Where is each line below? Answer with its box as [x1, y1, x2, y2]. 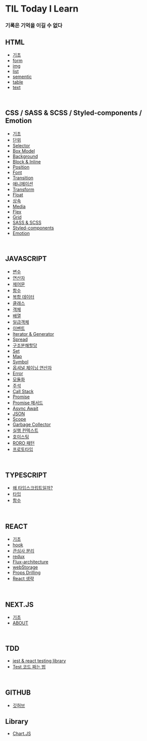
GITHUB [5, 689, 31, 697]
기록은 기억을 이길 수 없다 [5, 22, 63, 29]
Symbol [12, 358, 29, 364]
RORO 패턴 [12, 440, 35, 446]
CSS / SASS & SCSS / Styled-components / [5, 109, 142, 117]
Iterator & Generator [12, 331, 54, 337]
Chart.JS [12, 730, 31, 736]
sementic [12, 74, 32, 80]
